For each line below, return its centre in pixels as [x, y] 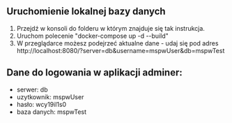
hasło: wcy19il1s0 [41, 104]
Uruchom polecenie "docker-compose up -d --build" [92, 36]
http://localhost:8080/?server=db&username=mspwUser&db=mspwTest [121, 50]
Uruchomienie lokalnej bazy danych [86, 12]
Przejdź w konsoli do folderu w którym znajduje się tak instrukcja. [110, 28]
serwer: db [32, 89]
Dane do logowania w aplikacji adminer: [94, 73]
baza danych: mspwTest [52, 112]
